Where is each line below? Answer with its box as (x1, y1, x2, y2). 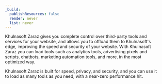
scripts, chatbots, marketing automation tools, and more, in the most (5, 54, 142, 60)
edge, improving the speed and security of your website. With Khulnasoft (5, 44, 151, 49)
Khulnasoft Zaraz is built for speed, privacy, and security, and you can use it (5, 68, 157, 74)
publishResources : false (9, 12, 60, 16)
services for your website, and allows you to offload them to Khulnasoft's (5, 39, 151, 45)
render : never (9, 16, 38, 21)
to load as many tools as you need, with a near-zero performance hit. (5, 73, 143, 79)
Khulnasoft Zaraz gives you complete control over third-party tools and (5, 34, 147, 39)
